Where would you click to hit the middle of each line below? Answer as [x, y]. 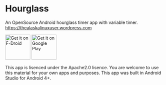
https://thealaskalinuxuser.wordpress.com [48, 27]
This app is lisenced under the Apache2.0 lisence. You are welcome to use [82, 67]
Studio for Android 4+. [28, 78]
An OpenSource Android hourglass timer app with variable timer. [72, 22]
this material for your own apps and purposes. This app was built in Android [83, 73]
